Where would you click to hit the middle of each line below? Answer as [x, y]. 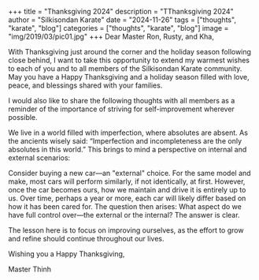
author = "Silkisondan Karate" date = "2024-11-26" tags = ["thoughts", [122, 20]
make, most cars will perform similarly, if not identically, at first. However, [127, 181]
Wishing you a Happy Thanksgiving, [67, 254]
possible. [23, 117]
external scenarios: [39, 158]
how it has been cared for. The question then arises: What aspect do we [125, 207]
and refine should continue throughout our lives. [86, 239]
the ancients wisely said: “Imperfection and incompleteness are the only [125, 141]
